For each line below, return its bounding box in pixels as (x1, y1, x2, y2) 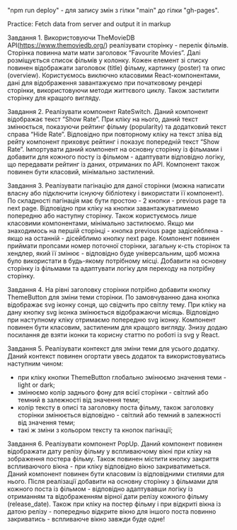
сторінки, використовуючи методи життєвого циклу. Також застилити (7, 86, 219, 94)
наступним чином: (7, 359, 64, 368)
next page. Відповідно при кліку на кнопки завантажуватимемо (7, 204, 200, 212)
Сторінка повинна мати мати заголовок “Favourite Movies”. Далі (7, 49, 201, 57)
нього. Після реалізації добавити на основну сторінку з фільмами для (7, 478, 219, 485)
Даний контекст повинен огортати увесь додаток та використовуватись (7, 352, 226, 360)
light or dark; (17, 380, 55, 389)
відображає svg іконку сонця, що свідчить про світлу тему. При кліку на (7, 300, 226, 309)
